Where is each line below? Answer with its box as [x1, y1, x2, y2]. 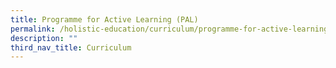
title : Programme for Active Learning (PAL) [10, 14, 199, 25]
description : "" [10, 33, 78, 43]
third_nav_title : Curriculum [10, 42, 132, 53]
